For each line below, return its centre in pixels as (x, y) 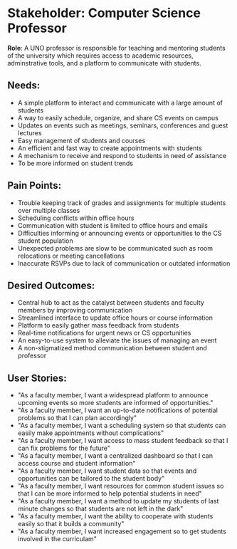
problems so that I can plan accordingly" (77, 418)
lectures (30, 132)
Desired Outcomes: (51, 285)
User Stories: (37, 378)
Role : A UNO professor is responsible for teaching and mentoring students (116, 48)
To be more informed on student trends (75, 163)
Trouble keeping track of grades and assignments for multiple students (122, 203)
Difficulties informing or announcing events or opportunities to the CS (120, 233)
